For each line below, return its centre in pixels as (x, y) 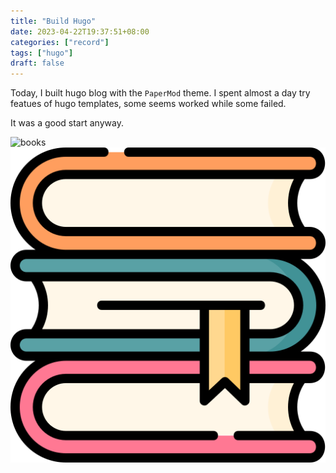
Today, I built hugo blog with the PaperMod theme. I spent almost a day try (160, 93)
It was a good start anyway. (67, 123)
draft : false (37, 63)
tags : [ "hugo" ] (42, 53)
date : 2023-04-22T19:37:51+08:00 (80, 31)
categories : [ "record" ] (60, 42)
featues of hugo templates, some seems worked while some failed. (148, 104)
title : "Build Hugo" (53, 21)
